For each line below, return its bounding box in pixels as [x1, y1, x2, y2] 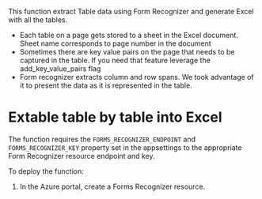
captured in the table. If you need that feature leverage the [19, 55, 211, 65]
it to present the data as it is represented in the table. [19, 81, 192, 90]
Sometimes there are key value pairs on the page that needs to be [19, 47, 235, 56]
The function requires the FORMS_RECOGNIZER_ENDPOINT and [8, 134, 196, 144]
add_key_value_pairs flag [19, 64, 101, 73]
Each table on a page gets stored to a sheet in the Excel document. [19, 31, 239, 39]
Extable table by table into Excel [8, 108, 223, 126]
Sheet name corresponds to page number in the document [19, 39, 211, 48]
